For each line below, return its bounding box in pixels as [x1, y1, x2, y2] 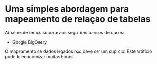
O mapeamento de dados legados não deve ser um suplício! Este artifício [5, 48, 152, 54]
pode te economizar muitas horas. [5, 53, 74, 59]
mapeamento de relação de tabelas [5, 14, 151, 25]
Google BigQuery [12, 39, 47, 45]
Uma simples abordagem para [5, 3, 129, 15]
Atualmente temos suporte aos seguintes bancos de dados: [5, 30, 125, 35]
